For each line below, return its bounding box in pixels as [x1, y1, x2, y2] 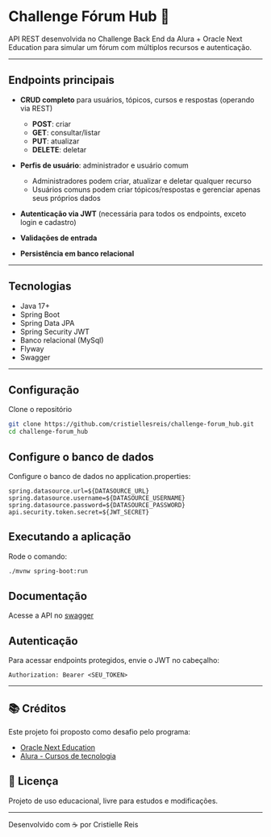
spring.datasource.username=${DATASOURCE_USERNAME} [8, 493, 186, 502]
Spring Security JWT [19, 327, 90, 336]
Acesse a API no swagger [8, 610, 94, 620]
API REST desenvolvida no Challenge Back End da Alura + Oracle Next [8, 34, 243, 44]
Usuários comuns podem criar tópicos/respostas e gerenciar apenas [31, 185, 261, 194]
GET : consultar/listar [31, 127, 101, 137]
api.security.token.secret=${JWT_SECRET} [8, 508, 150, 516]
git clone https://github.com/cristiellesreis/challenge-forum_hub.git [8, 420, 254, 428]
